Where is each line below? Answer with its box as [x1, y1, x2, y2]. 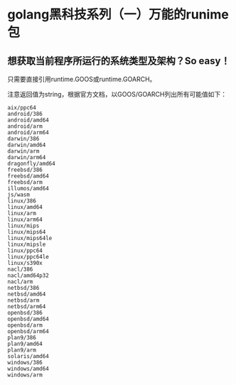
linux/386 [7, 197, 37, 205]
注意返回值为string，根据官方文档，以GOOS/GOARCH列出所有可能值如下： [7, 90, 227, 98]
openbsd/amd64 [7, 315, 50, 322]
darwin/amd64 [7, 141, 46, 148]
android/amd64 [7, 116, 50, 124]
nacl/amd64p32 [7, 272, 50, 279]
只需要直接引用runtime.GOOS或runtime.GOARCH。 [7, 75, 156, 83]
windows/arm [7, 372, 43, 379]
